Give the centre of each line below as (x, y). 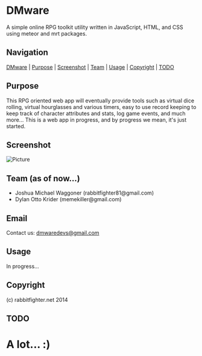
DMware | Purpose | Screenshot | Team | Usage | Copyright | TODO (90, 67)
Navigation (27, 53)
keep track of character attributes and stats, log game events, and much (96, 113)
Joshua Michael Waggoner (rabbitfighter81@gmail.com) (84, 193)
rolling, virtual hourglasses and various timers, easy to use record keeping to (101, 107)
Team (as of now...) (43, 178)
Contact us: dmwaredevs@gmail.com (53, 233)
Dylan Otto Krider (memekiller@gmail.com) (68, 199)
